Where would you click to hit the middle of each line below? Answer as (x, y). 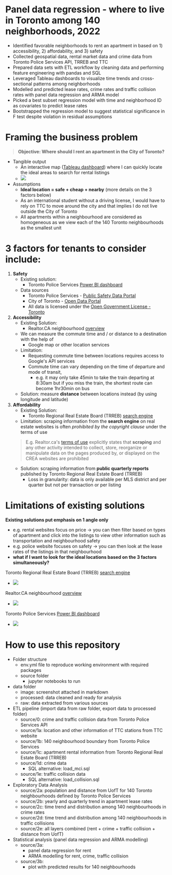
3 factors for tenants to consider (76, 249)
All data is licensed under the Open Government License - (89, 306)
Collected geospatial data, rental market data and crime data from (82, 56)
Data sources (34, 290)
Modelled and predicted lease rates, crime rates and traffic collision (84, 89)
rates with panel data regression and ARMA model (66, 95)
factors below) (36, 195)
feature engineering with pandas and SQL (57, 72)
